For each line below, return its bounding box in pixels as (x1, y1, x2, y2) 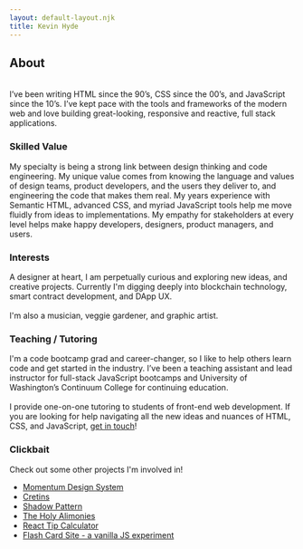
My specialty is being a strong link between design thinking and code (9, 160, 269, 172)
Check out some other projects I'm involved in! (9, 464, 184, 475)
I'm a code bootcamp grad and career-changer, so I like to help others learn (9, 353, 292, 364)
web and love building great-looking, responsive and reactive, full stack (9, 108, 276, 119)
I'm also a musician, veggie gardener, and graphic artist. (9, 310, 219, 321)
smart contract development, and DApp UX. (9, 291, 173, 302)
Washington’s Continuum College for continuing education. (9, 382, 229, 393)
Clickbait (9, 443, 50, 456)
